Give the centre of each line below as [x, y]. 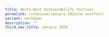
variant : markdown [23, 18]
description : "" [21, 23]
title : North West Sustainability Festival [49, 9]
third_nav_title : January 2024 [36, 27]
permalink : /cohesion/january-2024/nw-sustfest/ [55, 14]
